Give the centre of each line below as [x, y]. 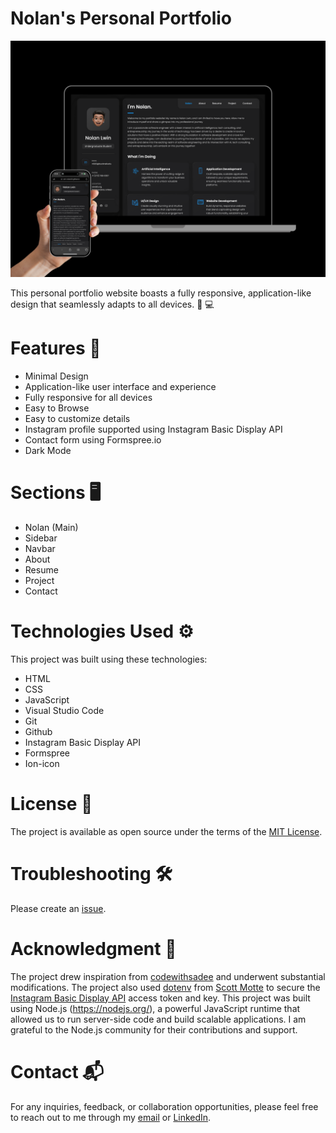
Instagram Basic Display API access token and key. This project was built [160, 998]
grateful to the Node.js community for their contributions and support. [154, 1029]
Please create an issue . [58, 908]
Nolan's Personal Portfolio [121, 18]
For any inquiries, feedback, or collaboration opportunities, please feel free [164, 1106]
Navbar [40, 548]
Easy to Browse [57, 408]
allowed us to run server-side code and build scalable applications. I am [158, 1019]
